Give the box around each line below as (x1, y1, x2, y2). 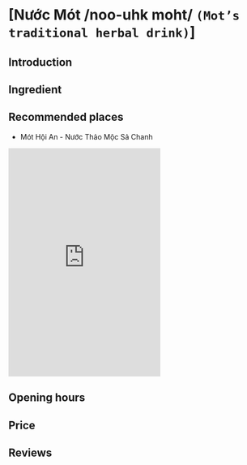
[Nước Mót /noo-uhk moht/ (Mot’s (8, 6, 241, 24)
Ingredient (8, 83, 62, 97)
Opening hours (8, 391, 86, 405)
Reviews (8, 446, 53, 459)
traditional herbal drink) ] (8, 23, 196, 41)
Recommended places (8, 110, 124, 124)
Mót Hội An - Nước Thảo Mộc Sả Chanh (19, 131, 153, 141)
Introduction (8, 55, 73, 69)
